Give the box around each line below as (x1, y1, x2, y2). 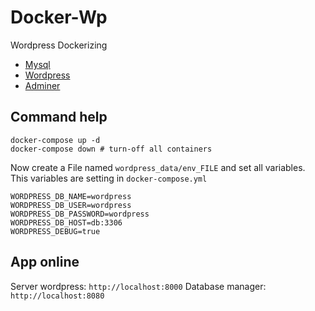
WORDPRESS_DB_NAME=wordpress (10, 191, 132, 201)
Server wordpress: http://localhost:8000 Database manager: (10, 280, 267, 292)
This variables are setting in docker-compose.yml (10, 172, 208, 184)
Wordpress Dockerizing (10, 39, 108, 51)
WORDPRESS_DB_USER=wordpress (10, 200, 132, 210)
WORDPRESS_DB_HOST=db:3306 (10, 217, 123, 228)
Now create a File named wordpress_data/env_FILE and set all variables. (10, 161, 306, 173)
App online (10, 254, 80, 271)
